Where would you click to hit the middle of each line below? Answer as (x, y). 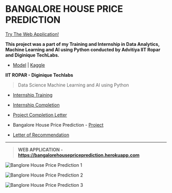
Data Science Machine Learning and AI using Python (73, 85)
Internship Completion (36, 105)
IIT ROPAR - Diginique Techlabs (39, 75)
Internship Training (33, 95)
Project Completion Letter (40, 115)
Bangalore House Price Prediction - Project (58, 125)
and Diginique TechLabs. (33, 55)
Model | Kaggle (29, 65)
